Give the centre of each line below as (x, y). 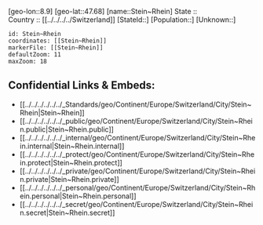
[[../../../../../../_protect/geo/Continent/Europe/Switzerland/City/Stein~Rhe (137, 154)
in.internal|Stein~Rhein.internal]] (72, 146)
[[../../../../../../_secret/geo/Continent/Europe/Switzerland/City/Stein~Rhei (136, 204)
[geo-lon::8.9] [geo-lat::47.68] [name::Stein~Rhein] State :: (103, 11)
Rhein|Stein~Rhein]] (52, 112)
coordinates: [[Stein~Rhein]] (58, 41)
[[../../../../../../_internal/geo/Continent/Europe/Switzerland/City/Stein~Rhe (137, 137)
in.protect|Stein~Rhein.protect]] (71, 162)
